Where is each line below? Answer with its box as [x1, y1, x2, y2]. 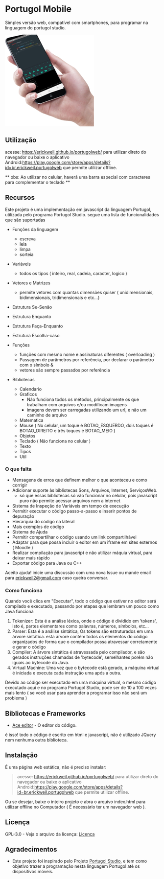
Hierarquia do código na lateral [12, 518, 75, 524]
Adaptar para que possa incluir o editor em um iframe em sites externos [12, 539, 158, 545]
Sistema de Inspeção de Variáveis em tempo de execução [12, 503, 129, 509]
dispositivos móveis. [12, 869, 54, 875]
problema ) [5, 695, 27, 701]
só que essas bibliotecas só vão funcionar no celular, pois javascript [19, 492, 158, 498]
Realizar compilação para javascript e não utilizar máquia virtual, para [12, 550, 153, 555]
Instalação [5, 751, 38, 760]
